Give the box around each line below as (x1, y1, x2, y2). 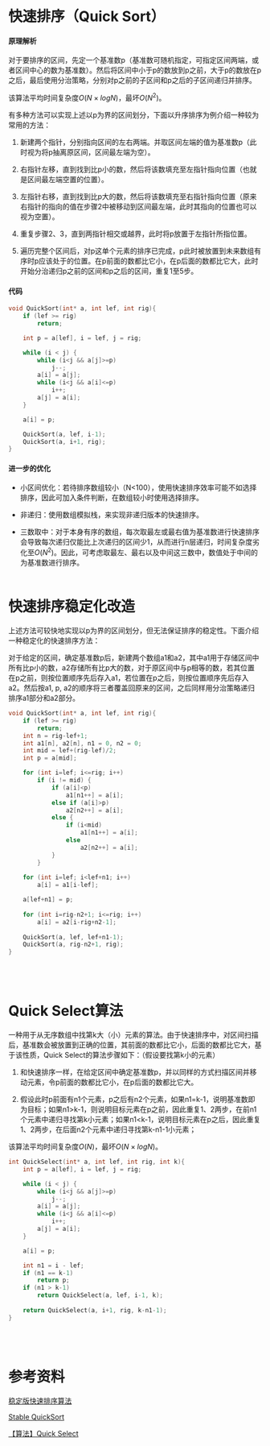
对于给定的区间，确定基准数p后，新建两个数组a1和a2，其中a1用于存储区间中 (8, 653, 260, 663)
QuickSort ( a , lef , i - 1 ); (22, 430, 106, 438)
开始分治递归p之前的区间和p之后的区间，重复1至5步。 (19, 267, 198, 276)
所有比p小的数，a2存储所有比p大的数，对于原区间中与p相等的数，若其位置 (8, 663, 256, 673)
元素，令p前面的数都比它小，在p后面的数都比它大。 (27, 1077, 198, 1088)
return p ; (37, 1276, 70, 1285)
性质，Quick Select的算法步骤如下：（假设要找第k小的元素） (22, 1050, 219, 1060)
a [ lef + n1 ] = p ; (22, 896, 74, 904)
